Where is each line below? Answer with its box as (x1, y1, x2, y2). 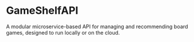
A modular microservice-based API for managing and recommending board (6, 23, 189, 30)
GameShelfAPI (6, 4, 79, 17)
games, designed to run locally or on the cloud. (6, 29, 120, 36)
